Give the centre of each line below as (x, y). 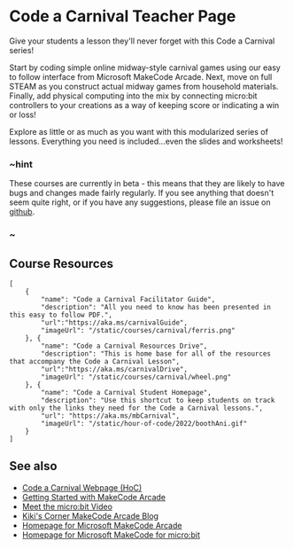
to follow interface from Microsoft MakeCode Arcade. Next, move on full (141, 76)
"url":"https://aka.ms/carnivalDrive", (115, 369)
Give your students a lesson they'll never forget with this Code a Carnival (142, 41)
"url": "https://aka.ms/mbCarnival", (110, 416)
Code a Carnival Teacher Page (123, 16)
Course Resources (61, 263)
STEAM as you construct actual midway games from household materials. (144, 86)
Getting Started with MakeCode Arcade (94, 497)
